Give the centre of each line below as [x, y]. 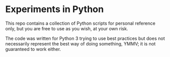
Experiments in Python [55, 9]
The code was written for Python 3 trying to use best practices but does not [85, 38]
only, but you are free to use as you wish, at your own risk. [67, 28]
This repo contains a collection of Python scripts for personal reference [80, 23]
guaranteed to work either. [33, 49]
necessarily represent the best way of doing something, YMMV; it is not [80, 43]
